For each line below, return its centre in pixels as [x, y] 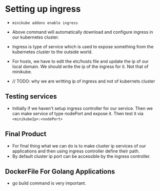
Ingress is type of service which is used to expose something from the [83, 46]
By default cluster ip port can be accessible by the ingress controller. [81, 156]
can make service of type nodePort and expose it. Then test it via [78, 113]
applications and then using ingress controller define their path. [76, 151]
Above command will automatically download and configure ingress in [83, 32]
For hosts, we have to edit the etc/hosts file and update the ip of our [80, 61]
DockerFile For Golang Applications [60, 171]
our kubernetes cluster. [36, 37]
